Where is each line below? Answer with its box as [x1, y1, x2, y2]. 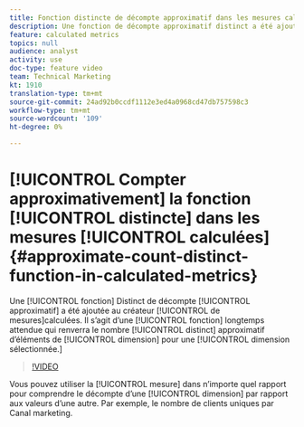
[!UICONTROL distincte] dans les [9, 208, 261, 229]
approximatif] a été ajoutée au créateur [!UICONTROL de [9, 305, 221, 316]
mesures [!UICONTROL [9, 227, 186, 248]
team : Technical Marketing [9, 72, 111, 81]
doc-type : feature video [9, 64, 103, 73]
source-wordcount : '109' [9, 114, 103, 123]
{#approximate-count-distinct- [9, 246, 249, 267]
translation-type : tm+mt [9, 89, 103, 98]
